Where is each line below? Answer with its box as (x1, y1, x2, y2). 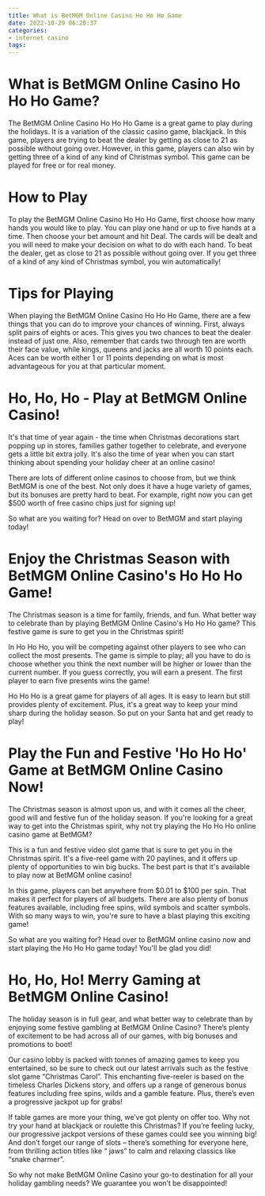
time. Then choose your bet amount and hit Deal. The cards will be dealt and (8, 232, 258, 240)
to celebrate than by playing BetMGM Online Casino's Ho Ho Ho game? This (8, 618, 256, 628)
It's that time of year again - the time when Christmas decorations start (8, 432, 240, 441)
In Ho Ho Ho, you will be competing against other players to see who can (8, 642, 247, 652)
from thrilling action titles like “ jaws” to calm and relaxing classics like (8, 1146, 237, 1156)
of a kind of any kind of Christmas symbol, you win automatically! (8, 257, 221, 266)
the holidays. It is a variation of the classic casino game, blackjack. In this (8, 127, 247, 137)
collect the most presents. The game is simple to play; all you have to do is (8, 650, 252, 660)
